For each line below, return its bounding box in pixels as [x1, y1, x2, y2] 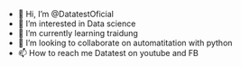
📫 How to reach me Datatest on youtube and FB [17, 48, 199, 58]
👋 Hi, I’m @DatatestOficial [17, 9, 115, 19]
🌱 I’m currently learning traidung [17, 28, 138, 38]
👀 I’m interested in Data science [17, 18, 136, 29]
